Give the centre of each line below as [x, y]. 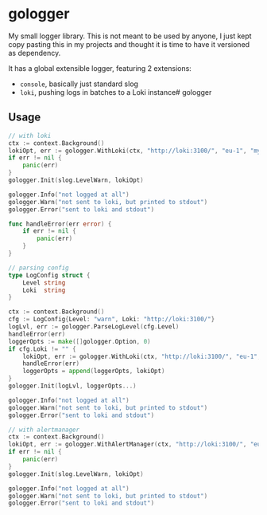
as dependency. [35, 53]
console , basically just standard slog [79, 84]
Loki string [44, 290]
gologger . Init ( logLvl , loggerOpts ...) [72, 386]
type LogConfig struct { [49, 275]
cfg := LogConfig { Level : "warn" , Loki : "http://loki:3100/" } [112, 320]
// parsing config [39, 268]
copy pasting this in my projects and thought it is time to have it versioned [129, 44]
